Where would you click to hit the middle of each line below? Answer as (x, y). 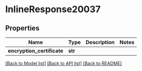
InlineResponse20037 (53, 9)
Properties (22, 28)
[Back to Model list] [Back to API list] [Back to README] (64, 63)
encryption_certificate (36, 51)
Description (100, 42)
